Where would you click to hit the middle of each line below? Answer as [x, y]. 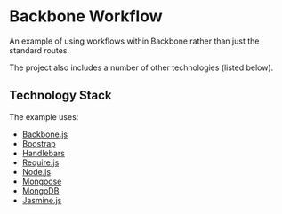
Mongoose [42, 181]
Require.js [40, 162]
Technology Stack [60, 95]
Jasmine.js [42, 200]
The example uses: [44, 116]
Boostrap [39, 143]
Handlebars [43, 153]
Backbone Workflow [86, 16]
